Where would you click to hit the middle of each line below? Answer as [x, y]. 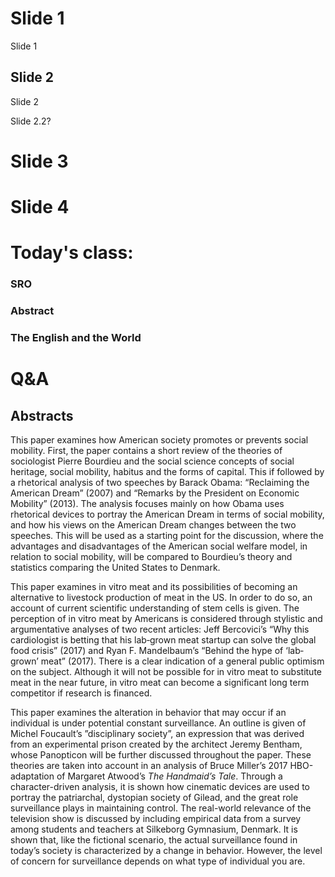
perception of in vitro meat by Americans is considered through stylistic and [166, 619]
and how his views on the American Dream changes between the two [153, 525]
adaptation [32, 776]
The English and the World [76, 338]
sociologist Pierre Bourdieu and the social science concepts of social [152, 461]
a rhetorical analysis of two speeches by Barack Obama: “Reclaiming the [160, 483]
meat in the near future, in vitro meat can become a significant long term [160, 683]
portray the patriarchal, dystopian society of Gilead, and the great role [154, 798]
